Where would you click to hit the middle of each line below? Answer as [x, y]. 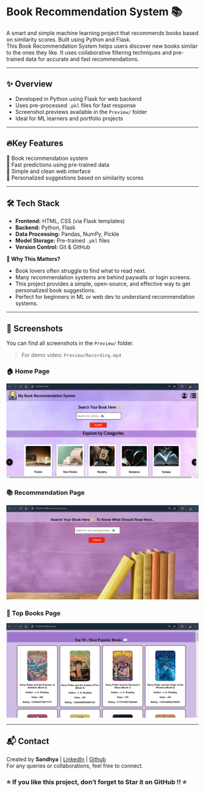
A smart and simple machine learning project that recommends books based [103, 33]
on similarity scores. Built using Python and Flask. [69, 39]
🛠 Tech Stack [33, 203]
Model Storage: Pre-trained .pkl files [62, 241]
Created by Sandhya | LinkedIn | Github [56, 759]
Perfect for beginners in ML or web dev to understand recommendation [105, 297]
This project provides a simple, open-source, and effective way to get [103, 284]
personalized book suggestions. [56, 290]
